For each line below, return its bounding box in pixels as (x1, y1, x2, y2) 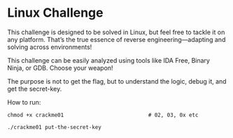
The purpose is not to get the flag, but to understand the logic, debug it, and (7, 77, 227, 85)
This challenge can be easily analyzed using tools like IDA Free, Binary (7, 56, 210, 64)
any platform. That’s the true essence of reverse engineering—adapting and (7, 35, 226, 43)
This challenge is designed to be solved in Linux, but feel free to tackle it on (7, 28, 225, 36)
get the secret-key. (7, 84, 62, 93)
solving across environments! (7, 43, 92, 51)
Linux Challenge (7, 5, 104, 21)
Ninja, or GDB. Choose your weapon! (7, 63, 113, 72)
